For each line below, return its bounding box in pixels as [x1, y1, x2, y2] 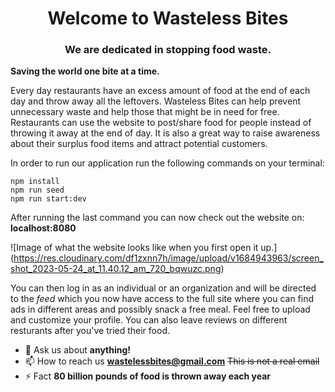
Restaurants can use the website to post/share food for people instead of [10, 117, 312, 129]
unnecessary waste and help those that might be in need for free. [10, 106, 280, 118]
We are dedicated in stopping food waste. [64, 43, 272, 57]
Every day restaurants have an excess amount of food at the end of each [10, 85, 311, 97]
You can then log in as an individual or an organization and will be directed [10, 282, 317, 294]
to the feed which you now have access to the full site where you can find [10, 293, 315, 305]
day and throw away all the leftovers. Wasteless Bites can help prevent [10, 95, 301, 107]
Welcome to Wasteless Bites [47, 7, 289, 30]
